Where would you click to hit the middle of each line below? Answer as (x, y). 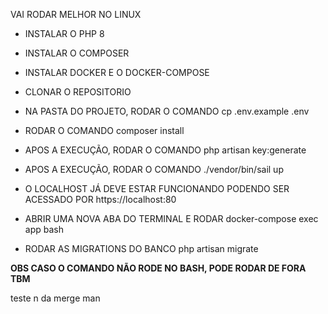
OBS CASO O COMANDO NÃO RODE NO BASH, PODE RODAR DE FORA (158, 268)
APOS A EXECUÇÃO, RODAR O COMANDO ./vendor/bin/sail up (154, 169)
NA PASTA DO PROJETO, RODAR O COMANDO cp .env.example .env (167, 111)
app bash (44, 229)
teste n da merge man (55, 298)
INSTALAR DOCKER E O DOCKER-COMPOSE (117, 72)
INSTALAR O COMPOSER (77, 53)
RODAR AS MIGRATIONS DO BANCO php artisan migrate (141, 248)
